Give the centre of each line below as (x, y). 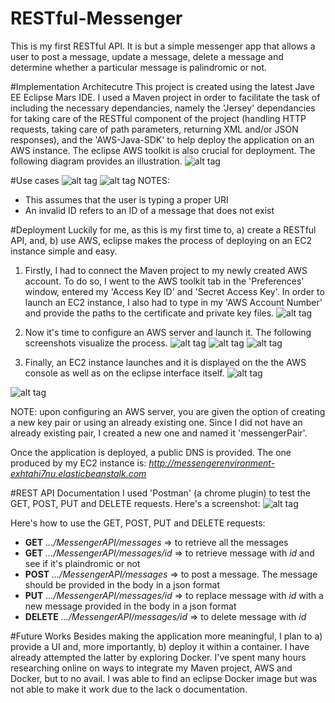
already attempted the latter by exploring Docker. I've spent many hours (158, 657)
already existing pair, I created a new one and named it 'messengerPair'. (159, 433)
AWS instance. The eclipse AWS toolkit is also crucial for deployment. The (163, 150)
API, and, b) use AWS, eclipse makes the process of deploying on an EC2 (161, 240)
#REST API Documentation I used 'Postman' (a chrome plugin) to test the (160, 493)
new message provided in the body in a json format (130, 606)
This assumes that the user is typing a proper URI (126, 199)
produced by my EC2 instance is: (78, 463)
